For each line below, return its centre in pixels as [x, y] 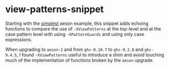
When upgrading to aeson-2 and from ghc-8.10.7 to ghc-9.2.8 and [74, 49]
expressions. [19, 40]
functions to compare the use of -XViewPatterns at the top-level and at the [83, 28]
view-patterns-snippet [55, 9]
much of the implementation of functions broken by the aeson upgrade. [79, 60]
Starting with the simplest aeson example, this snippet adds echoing [77, 23]
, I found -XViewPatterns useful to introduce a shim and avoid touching [90, 55]
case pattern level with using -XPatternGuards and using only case [75, 34]
